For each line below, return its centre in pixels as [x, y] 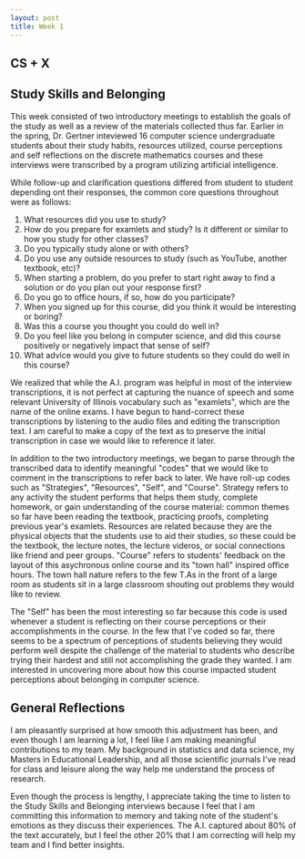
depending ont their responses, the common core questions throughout [145, 191]
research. [28, 778]
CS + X [30, 63]
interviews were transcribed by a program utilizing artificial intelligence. [144, 164]
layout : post [35, 18]
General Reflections [68, 708]
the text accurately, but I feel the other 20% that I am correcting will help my [153, 834]
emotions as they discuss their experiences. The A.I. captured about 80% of [153, 825]
